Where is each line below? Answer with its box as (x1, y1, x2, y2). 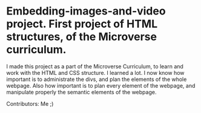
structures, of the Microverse (6, 30, 157, 44)
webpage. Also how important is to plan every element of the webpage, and (6, 82, 196, 89)
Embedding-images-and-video (6, 4, 166, 18)
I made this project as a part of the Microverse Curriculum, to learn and (6, 62, 183, 70)
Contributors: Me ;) (6, 100, 54, 107)
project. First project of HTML (6, 17, 158, 31)
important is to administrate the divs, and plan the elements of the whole (6, 76, 187, 83)
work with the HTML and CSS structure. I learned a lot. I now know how (6, 69, 185, 76)
